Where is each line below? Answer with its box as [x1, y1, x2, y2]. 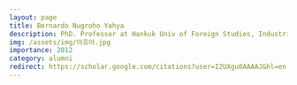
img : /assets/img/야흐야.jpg [9, 37, 111, 47]
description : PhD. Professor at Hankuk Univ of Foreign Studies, [9, 29, 255, 38]
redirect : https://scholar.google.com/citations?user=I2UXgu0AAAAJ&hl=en [9, 63, 287, 72]
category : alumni [9, 54, 73, 63]
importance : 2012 [9, 46, 73, 55]
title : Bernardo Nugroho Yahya [9, 21, 125, 30]
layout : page [9, 12, 57, 22]
